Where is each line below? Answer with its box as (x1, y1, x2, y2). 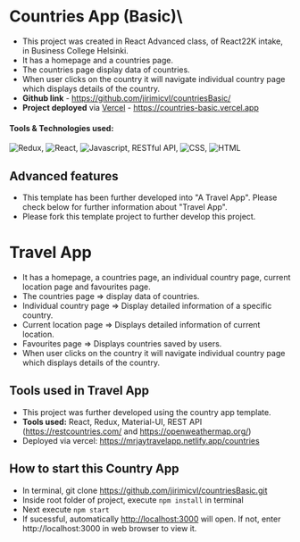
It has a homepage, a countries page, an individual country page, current (21, 271, 291, 282)
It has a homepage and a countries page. (21, 54, 174, 65)
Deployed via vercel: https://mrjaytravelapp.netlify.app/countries (21, 435, 261, 446)
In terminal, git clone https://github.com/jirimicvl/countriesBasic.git (21, 485, 268, 496)
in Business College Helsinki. (21, 45, 129, 55)
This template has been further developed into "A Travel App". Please (21, 192, 278, 203)
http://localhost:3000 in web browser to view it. (21, 522, 197, 533)
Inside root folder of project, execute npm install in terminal (21, 494, 244, 505)
